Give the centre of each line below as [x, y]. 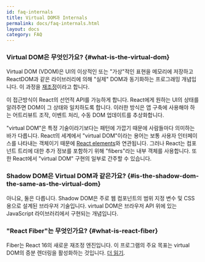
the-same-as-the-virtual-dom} [54, 184]
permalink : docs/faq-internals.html [53, 23]
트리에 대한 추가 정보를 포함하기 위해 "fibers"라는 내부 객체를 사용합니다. [104, 151]
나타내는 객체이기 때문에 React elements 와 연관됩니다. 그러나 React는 [101, 144]
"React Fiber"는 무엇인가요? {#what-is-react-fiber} [82, 231]
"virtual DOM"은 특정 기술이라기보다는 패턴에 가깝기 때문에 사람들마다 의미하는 [101, 128]
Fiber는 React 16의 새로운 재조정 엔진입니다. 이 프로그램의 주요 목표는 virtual [98, 246]
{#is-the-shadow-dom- [163, 176]
